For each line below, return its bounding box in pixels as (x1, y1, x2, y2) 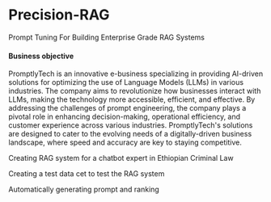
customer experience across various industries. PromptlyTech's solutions (8, 120, 253, 130)
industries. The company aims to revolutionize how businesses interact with (8, 86, 261, 96)
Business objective (8, 51, 74, 61)
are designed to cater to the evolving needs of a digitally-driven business (8, 129, 252, 139)
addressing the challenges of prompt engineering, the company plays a (8, 103, 247, 113)
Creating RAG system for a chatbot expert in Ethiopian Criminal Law (8, 154, 234, 163)
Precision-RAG (8, 6, 110, 24)
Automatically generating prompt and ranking (8, 184, 159, 195)
